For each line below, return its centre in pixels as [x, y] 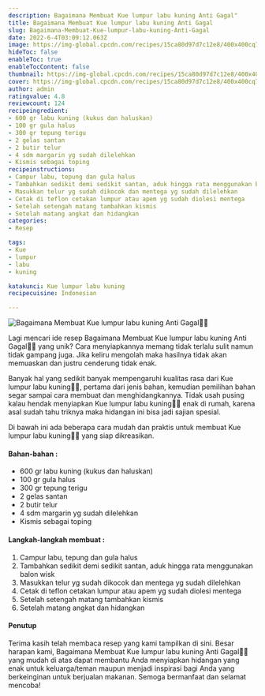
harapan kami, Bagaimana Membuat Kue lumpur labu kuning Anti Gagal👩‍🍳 [128, 651]
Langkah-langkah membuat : [56, 539]
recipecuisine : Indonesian [52, 294]
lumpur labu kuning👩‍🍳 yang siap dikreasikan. [81, 436]
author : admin [32, 89]
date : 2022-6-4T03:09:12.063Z [58, 37]
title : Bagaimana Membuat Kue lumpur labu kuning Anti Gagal [111, 23]
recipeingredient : [38, 111]
